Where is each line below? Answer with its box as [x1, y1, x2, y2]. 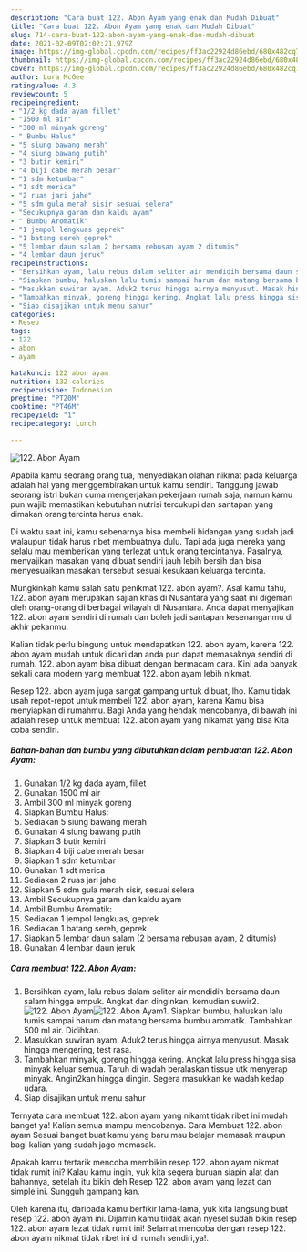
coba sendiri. [10, 724, 60, 735]
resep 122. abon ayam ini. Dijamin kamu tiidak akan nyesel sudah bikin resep [10, 1213, 297, 1224]
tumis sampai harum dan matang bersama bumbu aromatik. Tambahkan [23, 1014, 294, 1025]
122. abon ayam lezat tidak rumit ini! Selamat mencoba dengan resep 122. [10, 1222, 286, 1234]
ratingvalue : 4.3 [10, 81, 77, 90]
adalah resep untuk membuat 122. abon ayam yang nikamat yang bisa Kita [10, 714, 290, 725]
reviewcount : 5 [10, 89, 68, 98]
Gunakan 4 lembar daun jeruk [23, 942, 136, 952]
